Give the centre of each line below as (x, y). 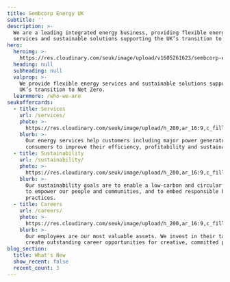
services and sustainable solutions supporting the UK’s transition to (118, 39)
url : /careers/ (41, 211)
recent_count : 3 (36, 268)
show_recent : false (41, 261)
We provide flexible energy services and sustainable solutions (113, 84)
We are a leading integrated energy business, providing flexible (110, 33)
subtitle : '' (26, 20)
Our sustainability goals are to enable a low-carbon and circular (124, 185)
